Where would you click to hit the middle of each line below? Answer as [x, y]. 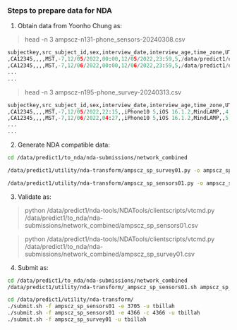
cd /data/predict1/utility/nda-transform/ [71, 300]
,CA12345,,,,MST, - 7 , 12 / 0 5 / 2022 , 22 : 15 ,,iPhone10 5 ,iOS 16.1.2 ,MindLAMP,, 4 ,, [121, 111]
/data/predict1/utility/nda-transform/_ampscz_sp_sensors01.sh [102, 287]
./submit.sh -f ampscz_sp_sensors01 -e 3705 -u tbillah [91, 306]
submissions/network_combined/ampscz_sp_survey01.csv [110, 254]
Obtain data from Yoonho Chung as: [69, 26]
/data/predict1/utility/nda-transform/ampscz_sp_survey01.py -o [104, 170]
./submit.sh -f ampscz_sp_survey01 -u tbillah [77, 319]
